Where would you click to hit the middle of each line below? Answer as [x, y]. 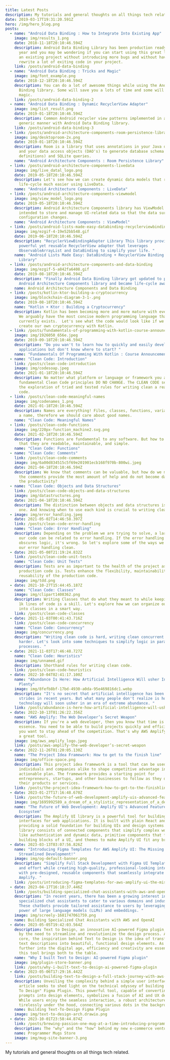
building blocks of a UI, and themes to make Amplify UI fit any [89, 840]
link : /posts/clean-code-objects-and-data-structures [72, 491]
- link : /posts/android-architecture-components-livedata [72, 165]
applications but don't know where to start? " [70, 349]
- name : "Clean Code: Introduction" [48, 359]
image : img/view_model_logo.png [48, 198]
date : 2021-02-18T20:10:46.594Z [48, 434]
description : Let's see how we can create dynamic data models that [88, 180]
